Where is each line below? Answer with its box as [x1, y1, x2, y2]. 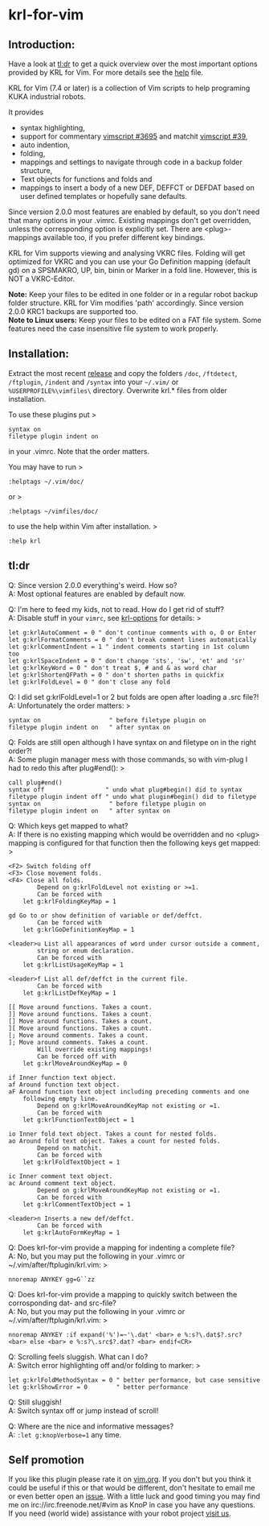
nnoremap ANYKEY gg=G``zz [8, 1275, 95, 1284]
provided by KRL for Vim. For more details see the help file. [8, 68, 203, 77]
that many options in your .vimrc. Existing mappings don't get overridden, [8, 216, 251, 225]
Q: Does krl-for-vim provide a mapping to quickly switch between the [8, 1289, 238, 1299]
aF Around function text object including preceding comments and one [8, 1087, 250, 1096]
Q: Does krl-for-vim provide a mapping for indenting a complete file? [8, 1243, 235, 1252]
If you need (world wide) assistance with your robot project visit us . [8, 1508, 231, 1519]
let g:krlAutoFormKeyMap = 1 [22, 1228, 120, 1237]
